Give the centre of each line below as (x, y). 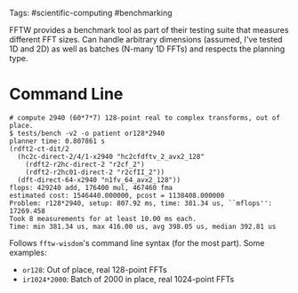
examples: (28, 252)
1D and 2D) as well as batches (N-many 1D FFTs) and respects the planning (147, 49)
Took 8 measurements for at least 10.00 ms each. (103, 218)
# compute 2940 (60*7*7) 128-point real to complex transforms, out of (145, 118)
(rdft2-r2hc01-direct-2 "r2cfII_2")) (95, 172)
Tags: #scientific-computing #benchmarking (91, 13)
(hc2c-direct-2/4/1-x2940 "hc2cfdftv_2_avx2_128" (111, 156)
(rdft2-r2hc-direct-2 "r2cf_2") (85, 164)
